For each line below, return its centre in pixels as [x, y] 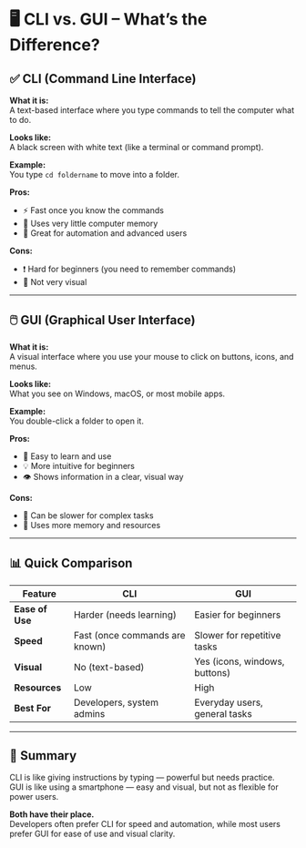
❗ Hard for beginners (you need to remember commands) [129, 269]
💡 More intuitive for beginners [78, 465]
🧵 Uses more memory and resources [92, 525]
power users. [34, 797]
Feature [40, 593]
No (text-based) [109, 667]
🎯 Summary [43, 756]
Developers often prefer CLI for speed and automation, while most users [145, 824]
